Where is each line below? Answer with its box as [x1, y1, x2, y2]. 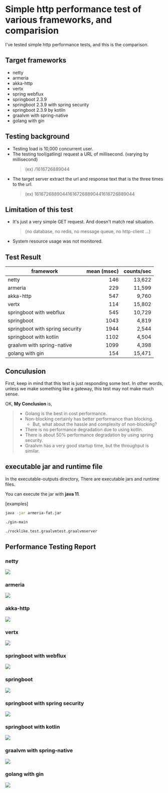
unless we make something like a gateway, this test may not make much [5, 386, 154, 391]
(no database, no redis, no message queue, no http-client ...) [25, 228, 151, 234]
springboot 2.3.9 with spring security [12, 102, 89, 108]
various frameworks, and [5, 14, 112, 26]
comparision [5, 25, 59, 36]
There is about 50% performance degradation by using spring [25, 432, 153, 438]
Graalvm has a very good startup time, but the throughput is [25, 443, 149, 448]
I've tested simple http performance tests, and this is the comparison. [5, 41, 149, 47]
